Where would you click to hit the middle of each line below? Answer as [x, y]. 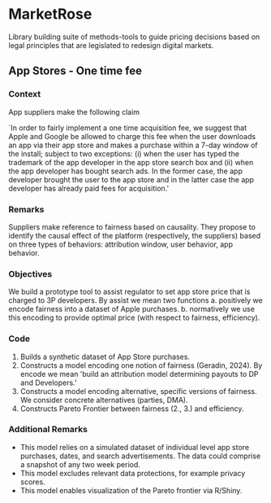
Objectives [30, 273]
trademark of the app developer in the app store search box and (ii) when [131, 162]
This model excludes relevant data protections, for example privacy [133, 473]
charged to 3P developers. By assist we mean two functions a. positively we [135, 300]
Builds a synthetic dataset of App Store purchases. [105, 356]
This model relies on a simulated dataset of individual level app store [135, 447]
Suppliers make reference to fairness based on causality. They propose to [132, 227]
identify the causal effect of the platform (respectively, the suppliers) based [135, 235]
